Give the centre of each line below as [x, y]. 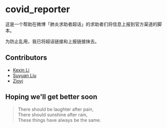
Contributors [26, 58]
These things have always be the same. [59, 120]
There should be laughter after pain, [56, 109]
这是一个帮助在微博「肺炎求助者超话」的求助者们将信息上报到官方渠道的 [81, 24]
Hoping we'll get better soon [51, 97]
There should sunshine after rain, [53, 114]
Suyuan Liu [25, 75]
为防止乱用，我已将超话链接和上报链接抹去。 [52, 41]
